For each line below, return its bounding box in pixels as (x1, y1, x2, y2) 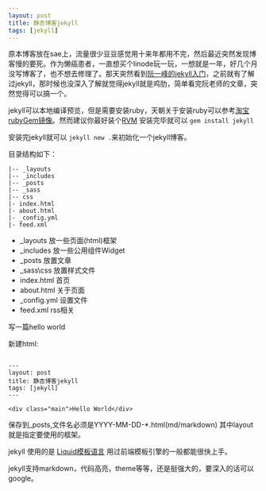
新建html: (8, 339, 39, 349)
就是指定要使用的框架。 (8, 430, 85, 439)
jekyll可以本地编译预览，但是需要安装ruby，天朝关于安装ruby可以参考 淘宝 (8, 106, 250, 115)
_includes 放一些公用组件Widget (19, 246, 125, 255)
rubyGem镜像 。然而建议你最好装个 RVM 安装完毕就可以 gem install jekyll (8, 116, 254, 126)
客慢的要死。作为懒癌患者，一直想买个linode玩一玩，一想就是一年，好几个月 (8, 59, 258, 68)
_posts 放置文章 (19, 256, 71, 265)
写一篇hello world (8, 323, 66, 332)
